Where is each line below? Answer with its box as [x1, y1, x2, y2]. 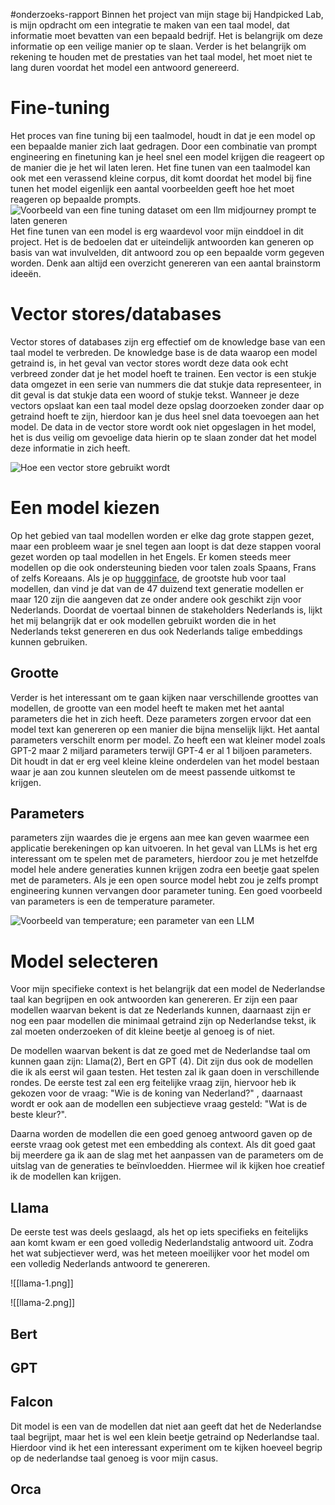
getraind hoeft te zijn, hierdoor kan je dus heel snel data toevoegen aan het [10, 410, 320, 422]
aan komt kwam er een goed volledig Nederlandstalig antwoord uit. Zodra [10, 1237, 314, 1249]
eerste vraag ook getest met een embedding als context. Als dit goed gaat [10, 1139, 316, 1151]
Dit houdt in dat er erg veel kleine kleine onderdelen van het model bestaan [10, 755, 320, 767]
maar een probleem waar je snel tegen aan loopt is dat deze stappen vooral [10, 540, 322, 552]
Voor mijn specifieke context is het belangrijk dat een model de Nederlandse [10, 983, 326, 995]
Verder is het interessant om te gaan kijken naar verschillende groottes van [10, 691, 319, 703]
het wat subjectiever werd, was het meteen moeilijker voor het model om [10, 1247, 310, 1259]
